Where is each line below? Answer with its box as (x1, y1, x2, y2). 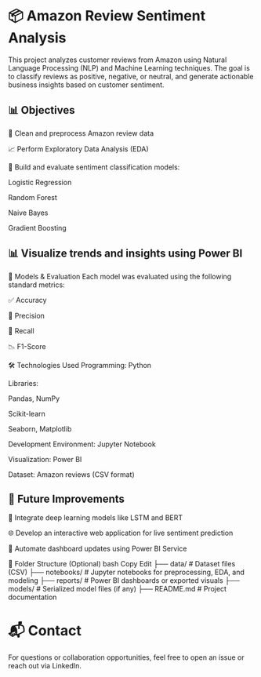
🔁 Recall (8, 326, 34, 335)
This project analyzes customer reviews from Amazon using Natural (8, 55, 227, 64)
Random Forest (8, 192, 57, 202)
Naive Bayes (8, 208, 49, 217)
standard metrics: (8, 280, 65, 289)
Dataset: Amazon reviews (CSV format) (8, 469, 135, 479)
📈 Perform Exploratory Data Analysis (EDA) (8, 144, 149, 154)
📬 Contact (8, 621, 82, 639)
